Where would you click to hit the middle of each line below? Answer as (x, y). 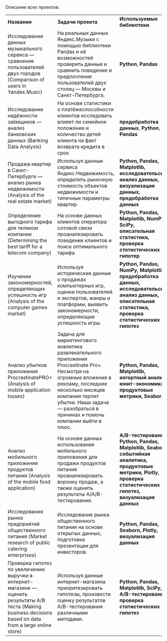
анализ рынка (24, 182)
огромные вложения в (84, 378)
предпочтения (74, 76)
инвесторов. (72, 552)
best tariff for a (25, 247)
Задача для (71, 334)
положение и (73, 128)
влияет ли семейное (82, 122)
